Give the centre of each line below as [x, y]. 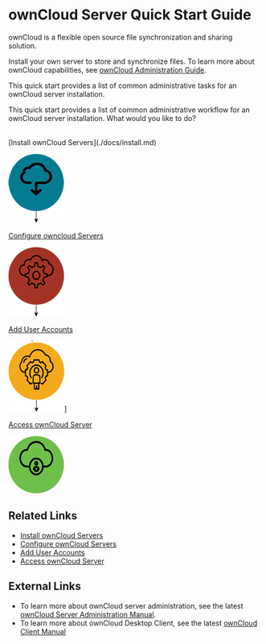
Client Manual [43, 631]
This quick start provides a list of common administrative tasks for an [123, 85]
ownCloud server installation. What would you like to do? [102, 118]
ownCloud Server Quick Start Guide [130, 15]
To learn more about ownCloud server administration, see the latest [131, 605]
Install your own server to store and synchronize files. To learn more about [131, 61]
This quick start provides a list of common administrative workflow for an [129, 110]
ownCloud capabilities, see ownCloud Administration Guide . [107, 69]
